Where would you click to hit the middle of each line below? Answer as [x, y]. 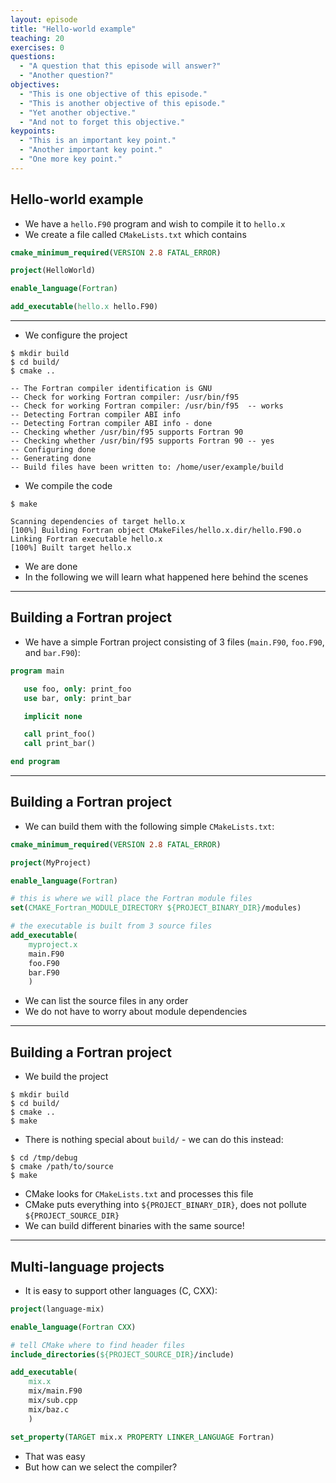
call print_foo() [60, 734]
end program [35, 762]
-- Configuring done [53, 450]
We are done [51, 567]
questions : [33, 57]
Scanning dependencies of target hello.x [98, 522]
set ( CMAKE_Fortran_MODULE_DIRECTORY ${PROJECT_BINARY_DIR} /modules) [156, 908]
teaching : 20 [37, 38]
